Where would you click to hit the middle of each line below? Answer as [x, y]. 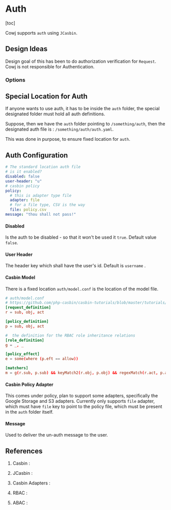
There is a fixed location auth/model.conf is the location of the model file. [82, 289]
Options [15, 80]
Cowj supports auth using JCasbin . [41, 33]
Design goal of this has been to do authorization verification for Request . [81, 61]
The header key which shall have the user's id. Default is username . [76, 266]
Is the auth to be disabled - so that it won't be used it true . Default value [81, 237]
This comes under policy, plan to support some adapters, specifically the [82, 396]
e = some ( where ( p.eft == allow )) [42, 359]
